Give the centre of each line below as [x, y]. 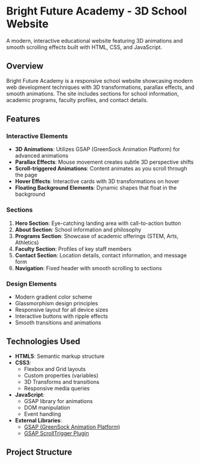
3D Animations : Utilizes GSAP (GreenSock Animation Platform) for [98, 149]
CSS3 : [23, 362]
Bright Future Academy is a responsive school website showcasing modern [100, 80]
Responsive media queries [57, 388]
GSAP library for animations [58, 401]
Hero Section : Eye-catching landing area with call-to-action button [98, 223]
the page [26, 175]
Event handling [42, 414]
